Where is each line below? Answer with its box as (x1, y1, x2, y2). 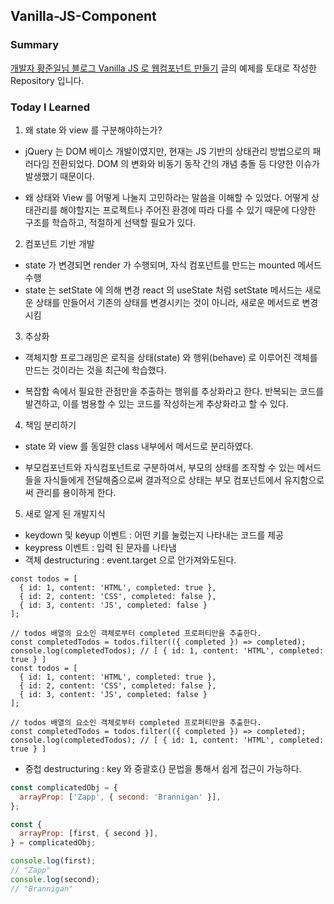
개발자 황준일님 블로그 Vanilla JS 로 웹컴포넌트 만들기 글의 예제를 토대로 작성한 (10, 62, 317, 74)
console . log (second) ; (10, 874, 101, 884)
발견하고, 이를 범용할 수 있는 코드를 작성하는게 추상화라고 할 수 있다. (24, 397, 289, 409)
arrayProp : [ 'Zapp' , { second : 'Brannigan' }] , (19, 792, 222, 802)
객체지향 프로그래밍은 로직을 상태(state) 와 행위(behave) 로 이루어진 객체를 (24, 351, 318, 363)
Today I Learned (10, 100, 91, 114)
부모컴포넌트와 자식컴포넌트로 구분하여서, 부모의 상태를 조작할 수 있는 (24, 461, 295, 473)
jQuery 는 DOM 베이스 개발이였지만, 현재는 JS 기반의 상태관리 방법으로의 (24, 145, 311, 157)
